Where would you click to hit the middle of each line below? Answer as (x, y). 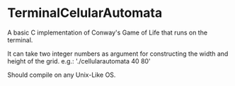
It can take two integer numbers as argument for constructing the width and (118, 54)
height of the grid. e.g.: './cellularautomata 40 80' (79, 61)
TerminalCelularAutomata (85, 13)
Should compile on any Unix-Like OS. (62, 75)
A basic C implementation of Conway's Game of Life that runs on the (107, 32)
